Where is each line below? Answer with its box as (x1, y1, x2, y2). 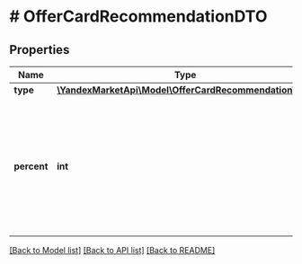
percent (13, 160, 49, 172)
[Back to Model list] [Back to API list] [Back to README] (9, 245, 216, 255)
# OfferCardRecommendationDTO (9, 6, 268, 27)
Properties (9, 42, 70, 57)
